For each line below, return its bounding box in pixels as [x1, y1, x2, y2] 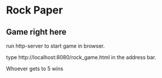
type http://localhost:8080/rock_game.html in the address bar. [6, 54, 157, 60]
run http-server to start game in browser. [6, 42, 105, 49]
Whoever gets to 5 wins [6, 65, 63, 72]
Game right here [6, 27, 67, 37]
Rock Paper [6, 4, 63, 17]
